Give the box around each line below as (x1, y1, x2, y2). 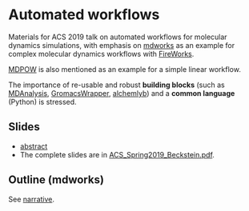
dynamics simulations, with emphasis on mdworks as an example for (8, 40, 235, 50)
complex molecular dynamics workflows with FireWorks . (8, 49, 195, 58)
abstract (19, 141, 48, 151)
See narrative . (8, 194, 54, 204)
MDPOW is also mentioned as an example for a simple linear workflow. (8, 64, 242, 74)
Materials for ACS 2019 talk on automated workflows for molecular (8, 32, 227, 42)
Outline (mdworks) (8, 173, 104, 187)
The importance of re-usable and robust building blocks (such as (8, 80, 226, 90)
